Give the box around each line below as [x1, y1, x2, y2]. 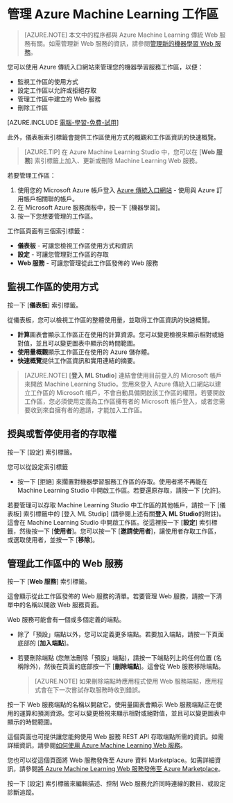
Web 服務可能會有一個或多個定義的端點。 [7, 616, 126, 624]
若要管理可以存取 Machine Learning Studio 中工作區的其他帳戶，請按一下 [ [7, 500, 220, 509]
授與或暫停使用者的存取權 [7, 428, 116, 440]
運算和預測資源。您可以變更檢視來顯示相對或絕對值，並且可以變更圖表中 [19, 709, 226, 718]
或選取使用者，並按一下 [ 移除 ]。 [7, 535, 99, 543]
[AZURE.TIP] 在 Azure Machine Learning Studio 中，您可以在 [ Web [24, 147, 216, 156]
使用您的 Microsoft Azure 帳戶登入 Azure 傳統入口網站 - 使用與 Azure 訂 [17, 185, 223, 194]
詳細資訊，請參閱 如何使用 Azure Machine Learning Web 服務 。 [7, 741, 187, 750]
